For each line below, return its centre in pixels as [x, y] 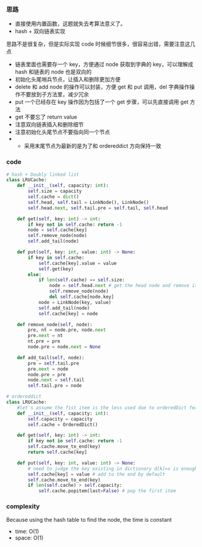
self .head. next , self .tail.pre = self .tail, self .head [98, 208]
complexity [23, 507]
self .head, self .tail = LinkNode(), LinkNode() [88, 202]
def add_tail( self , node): [51, 357]
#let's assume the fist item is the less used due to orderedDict [102, 407]
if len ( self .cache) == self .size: [81, 280]
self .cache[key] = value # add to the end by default [96, 474]
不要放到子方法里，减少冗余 [54, 94]
